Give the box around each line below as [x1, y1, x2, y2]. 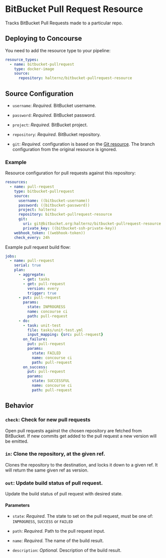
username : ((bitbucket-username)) [18, 198, 90, 203]
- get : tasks [23, 277, 50, 282]
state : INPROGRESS [27, 305, 66, 310]
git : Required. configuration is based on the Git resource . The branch [12, 141, 155, 147]
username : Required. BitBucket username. [12, 102, 96, 108]
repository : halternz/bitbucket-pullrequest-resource [18, 76, 133, 80]
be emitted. [5, 438, 29, 444]
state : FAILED [31, 350, 61, 356]
